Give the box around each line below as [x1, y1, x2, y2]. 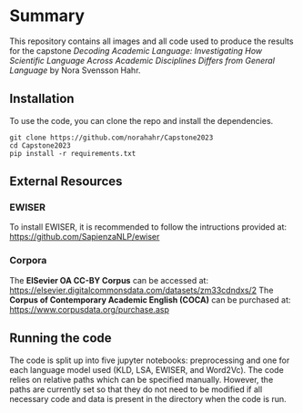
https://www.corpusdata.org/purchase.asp [9, 304, 170, 315]
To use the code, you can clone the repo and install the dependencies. [9, 115, 274, 126]
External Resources [9, 174, 123, 190]
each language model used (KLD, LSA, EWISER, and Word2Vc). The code [9, 364, 284, 375]
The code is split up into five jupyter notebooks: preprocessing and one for [9, 355, 290, 366]
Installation [9, 91, 75, 107]
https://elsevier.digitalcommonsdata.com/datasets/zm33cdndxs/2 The [9, 284, 274, 295]
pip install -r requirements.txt [9, 149, 136, 158]
